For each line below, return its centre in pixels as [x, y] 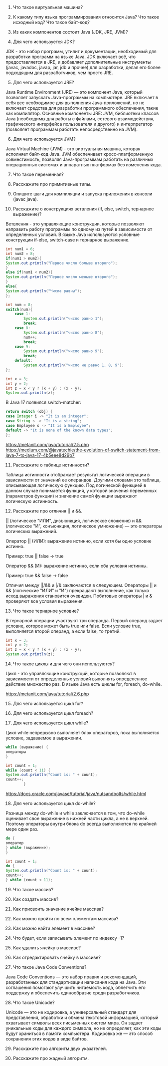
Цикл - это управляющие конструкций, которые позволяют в [71, 674]
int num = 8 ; [19, 305]
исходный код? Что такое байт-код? [51, 22]
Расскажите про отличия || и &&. [48, 511]
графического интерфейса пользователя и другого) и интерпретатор [79, 124]
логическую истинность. [32, 501]
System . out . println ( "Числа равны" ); [44, 291]
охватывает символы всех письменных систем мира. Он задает [74, 1023]
